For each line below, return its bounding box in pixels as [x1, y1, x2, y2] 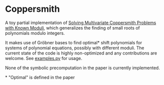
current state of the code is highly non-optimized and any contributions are [5, 50, 157, 56]
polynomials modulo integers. [5, 30, 65, 36]
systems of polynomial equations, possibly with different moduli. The [5, 45, 144, 51]
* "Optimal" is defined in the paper [5, 74, 75, 80]
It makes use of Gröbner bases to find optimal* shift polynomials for [5, 39, 142, 45]
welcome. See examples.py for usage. [5, 55, 82, 61]
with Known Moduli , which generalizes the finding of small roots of [5, 25, 140, 30]
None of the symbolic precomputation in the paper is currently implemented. [5, 65, 160, 71]
